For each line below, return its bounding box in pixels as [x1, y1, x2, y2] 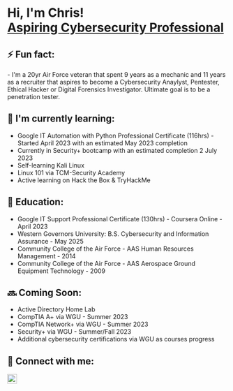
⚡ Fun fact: [7, 48, 55, 60]
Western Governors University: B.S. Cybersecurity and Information [17, 229, 209, 238]
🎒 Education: [7, 196, 64, 208]
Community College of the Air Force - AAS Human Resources [17, 244, 194, 253]
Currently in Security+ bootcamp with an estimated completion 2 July [17, 146, 218, 154]
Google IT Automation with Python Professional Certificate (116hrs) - [17, 131, 214, 140]
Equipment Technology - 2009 [17, 267, 106, 275]
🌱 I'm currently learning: [7, 113, 115, 125]
